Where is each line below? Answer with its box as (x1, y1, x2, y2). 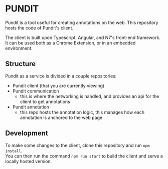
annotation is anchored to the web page (20, 114, 103, 120)
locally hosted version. (5, 158, 52, 164)
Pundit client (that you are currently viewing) (12, 82, 105, 88)
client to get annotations (20, 98, 70, 104)
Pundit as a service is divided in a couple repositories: (5, 73, 117, 79)
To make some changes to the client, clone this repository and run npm (5, 142, 150, 148)
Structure (5, 59, 36, 68)
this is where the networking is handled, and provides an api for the (20, 93, 159, 99)
